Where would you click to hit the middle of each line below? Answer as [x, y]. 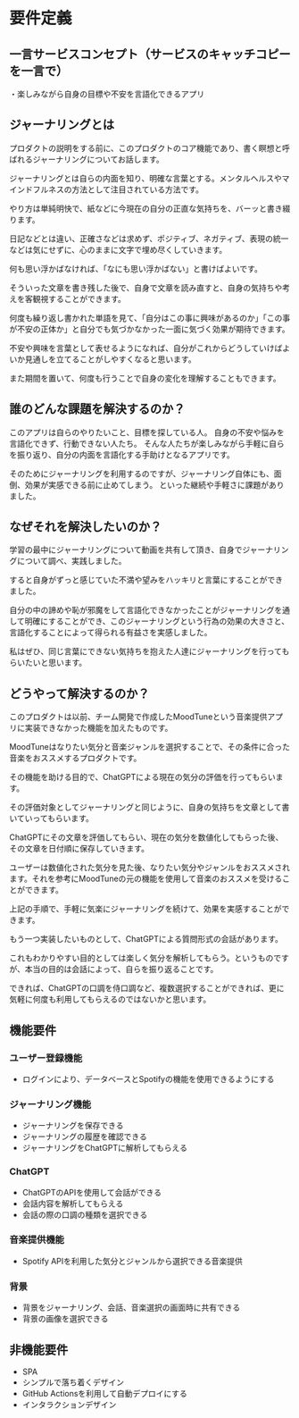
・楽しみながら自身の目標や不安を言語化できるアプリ [107, 94]
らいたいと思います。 [48, 663]
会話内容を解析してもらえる [73, 1204]
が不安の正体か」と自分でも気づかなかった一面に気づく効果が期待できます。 [149, 329]
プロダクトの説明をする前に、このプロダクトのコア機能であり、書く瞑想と [146, 147]
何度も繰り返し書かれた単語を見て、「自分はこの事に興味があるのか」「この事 [150, 317]
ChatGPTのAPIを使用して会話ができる [92, 1192]
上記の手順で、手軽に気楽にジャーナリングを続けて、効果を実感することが [146, 909]
